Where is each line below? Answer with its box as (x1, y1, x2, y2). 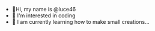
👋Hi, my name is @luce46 (11, 6, 76, 13)
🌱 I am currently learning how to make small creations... (11, 18, 150, 25)
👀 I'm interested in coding (11, 12, 76, 19)
